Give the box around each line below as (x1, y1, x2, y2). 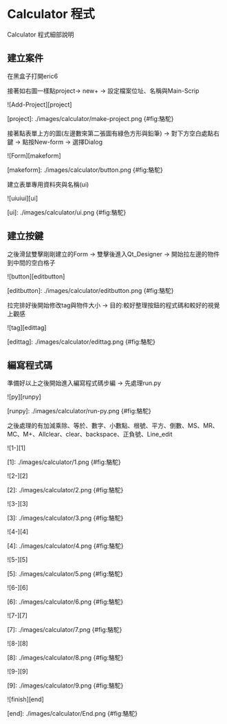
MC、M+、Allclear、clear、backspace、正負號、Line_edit (7, 430, 173, 439)
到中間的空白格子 (7, 259, 56, 267)
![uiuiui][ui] (7, 194, 39, 202)
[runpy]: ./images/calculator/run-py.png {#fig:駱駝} (7, 407, 151, 415)
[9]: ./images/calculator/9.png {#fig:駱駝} (7, 681, 124, 690)
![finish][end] (7, 695, 45, 703)
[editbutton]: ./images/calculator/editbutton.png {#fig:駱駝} (7, 286, 174, 294)
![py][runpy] (7, 393, 41, 401)
